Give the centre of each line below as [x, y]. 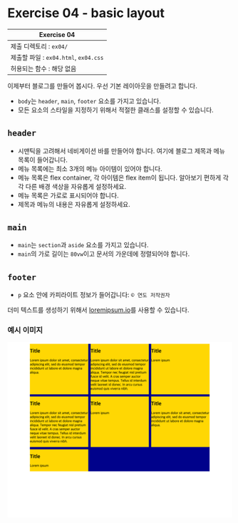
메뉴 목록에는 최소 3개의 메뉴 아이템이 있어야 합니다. [90, 168]
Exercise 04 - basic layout [86, 13]
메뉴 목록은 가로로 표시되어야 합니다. [68, 195]
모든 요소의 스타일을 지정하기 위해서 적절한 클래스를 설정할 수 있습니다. [115, 110]
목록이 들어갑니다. [42, 160]
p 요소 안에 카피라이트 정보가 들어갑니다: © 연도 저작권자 [94, 295]
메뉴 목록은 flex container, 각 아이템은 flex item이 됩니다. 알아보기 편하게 [119, 177]
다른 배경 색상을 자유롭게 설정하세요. [76, 186]
